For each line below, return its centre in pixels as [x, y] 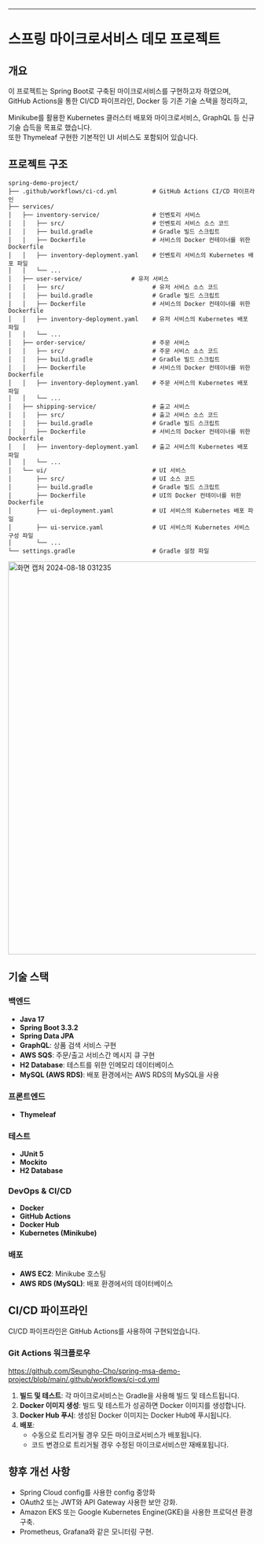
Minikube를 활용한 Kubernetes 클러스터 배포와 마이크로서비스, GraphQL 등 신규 [132, 118]
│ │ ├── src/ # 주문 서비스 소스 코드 [113, 351]
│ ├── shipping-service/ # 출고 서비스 [99, 406]
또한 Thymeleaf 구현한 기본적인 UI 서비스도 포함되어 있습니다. [103, 137]
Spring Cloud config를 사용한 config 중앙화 [87, 1492]
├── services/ [31, 206]
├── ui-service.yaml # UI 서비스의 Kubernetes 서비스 [143, 528]
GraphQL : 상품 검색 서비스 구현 [68, 1045]
